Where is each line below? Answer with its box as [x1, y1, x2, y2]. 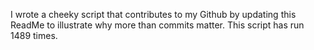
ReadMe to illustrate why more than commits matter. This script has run [10, 19, 305, 31]
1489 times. [10, 30, 58, 41]
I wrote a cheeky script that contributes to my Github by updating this [10, 9, 297, 20]
